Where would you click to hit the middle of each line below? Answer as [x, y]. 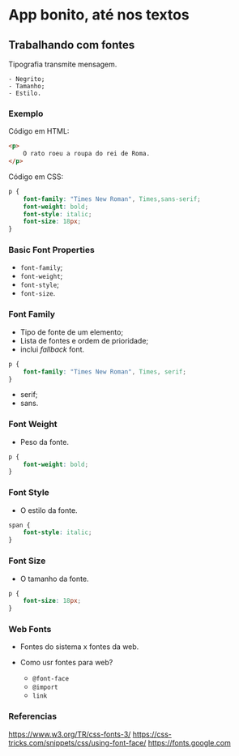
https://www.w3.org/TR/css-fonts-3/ [70, 734]
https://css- [152, 734]
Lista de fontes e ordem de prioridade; [84, 340]
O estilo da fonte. [49, 510]
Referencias [33, 716]
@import [45, 688]
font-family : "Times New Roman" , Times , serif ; [105, 372]
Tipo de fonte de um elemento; [72, 332]
